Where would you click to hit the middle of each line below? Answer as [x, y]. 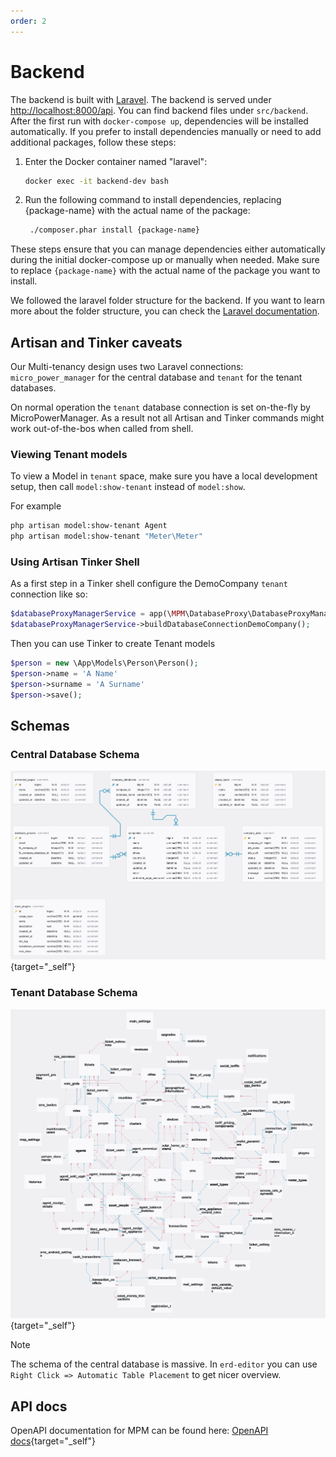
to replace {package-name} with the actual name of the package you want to [165, 271]
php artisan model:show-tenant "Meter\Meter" [106, 536]
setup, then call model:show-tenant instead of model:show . [128, 487]
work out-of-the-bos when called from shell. [102, 429]
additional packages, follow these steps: [93, 142]
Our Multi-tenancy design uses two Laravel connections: [127, 367]
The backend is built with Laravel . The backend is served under [141, 99]
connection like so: [49, 594]
